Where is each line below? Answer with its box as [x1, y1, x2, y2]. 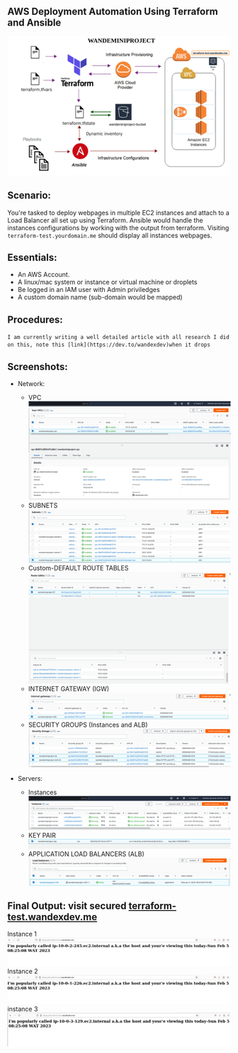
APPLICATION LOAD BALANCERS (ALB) [28, 850, 145, 858]
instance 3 [7, 1005, 38, 1013]
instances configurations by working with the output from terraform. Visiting [7, 223, 229, 232]
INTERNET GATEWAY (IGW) [28, 684, 110, 693]
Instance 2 [7, 967, 38, 976]
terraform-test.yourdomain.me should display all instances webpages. [7, 231, 212, 239]
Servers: [17, 774, 42, 782]
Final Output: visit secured [7, 900, 127, 912]
